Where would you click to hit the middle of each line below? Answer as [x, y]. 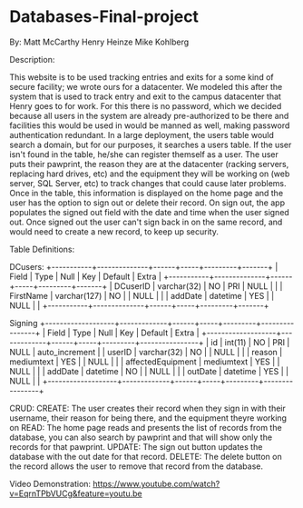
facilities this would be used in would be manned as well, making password [150, 125]
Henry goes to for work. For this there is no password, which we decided [146, 105]
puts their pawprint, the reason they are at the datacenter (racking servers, [149, 164]
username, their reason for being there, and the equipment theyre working [148, 418]
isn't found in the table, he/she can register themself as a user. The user [144, 154]
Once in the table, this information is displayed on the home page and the [147, 193]
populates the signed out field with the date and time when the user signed [150, 212]
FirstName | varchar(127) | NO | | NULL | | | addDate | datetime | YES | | [142, 295]
